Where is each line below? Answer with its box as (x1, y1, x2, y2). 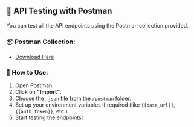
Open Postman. (15, 82, 54, 89)
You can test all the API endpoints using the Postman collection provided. (6, 22, 189, 29)
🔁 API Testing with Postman (6, 6, 112, 16)
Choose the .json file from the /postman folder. (15, 94, 132, 102)
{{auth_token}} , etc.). (15, 108, 70, 115)
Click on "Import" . (15, 88, 62, 96)
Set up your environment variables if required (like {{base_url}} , (15, 101, 175, 108)
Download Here (15, 54, 54, 61)
